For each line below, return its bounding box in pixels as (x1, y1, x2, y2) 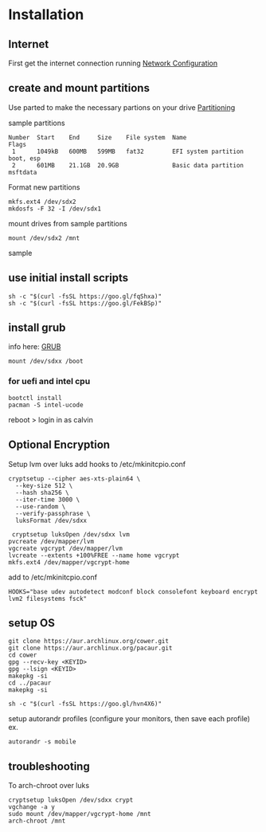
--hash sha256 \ (15, 489, 69, 496)
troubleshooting (8, 759, 90, 773)
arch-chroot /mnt (8, 817, 66, 826)
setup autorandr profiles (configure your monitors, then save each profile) (8, 714, 251, 724)
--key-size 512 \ (15, 481, 73, 489)
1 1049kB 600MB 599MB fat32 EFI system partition (11, 147, 244, 155)
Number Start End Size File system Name (8, 133, 187, 141)
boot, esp (8, 154, 41, 163)
